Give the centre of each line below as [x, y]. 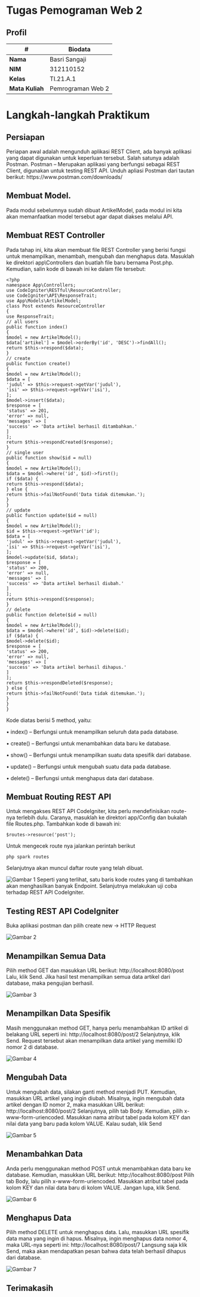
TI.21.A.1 [63, 79]
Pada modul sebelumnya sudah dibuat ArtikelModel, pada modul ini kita [94, 210]
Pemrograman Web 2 [79, 89]
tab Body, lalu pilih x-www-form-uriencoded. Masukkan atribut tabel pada [97, 1181]
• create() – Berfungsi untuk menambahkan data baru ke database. [89, 743]
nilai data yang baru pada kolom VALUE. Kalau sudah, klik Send [84, 1124]
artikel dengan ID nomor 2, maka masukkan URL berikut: [76, 1104]
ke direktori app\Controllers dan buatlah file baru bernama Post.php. [90, 262]
